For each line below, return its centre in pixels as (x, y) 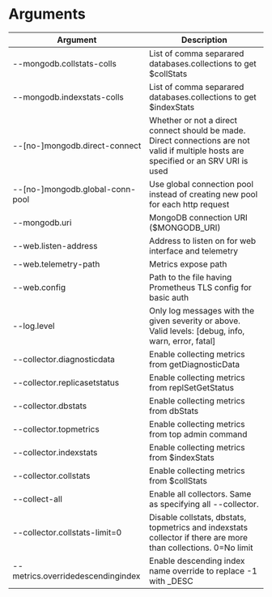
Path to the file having (191, 277)
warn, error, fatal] (183, 341)
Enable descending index (197, 561)
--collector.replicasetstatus (66, 382)
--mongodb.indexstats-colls (68, 96)
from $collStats (178, 480)
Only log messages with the (202, 310)
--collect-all (38, 499)
